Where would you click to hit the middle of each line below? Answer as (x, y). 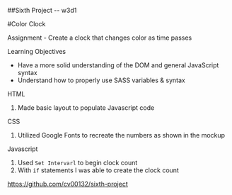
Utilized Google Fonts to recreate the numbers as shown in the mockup (121, 135)
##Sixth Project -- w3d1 (42, 10)
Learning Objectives (36, 51)
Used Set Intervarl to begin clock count (77, 163)
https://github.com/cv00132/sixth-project (68, 184)
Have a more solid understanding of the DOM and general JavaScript (118, 65)
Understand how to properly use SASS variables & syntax (101, 80)
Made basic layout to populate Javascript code (86, 108)
